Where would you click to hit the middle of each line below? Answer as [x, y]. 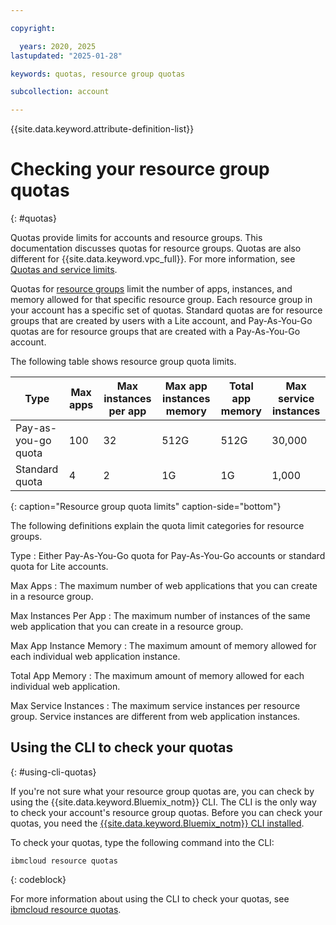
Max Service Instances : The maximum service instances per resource [155, 706]
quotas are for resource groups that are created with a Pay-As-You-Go [155, 332]
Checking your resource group [140, 169]
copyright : [33, 28]
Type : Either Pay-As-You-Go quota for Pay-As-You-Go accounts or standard [168, 556]
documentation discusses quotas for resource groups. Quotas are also [156, 248]
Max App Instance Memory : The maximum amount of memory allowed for [163, 646]
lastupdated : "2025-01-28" [66, 56]
